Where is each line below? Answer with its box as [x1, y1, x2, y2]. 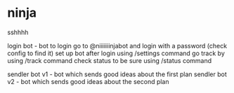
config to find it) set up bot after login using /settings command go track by [7, 49, 225, 57]
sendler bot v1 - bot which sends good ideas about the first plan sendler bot [7, 70, 227, 78]
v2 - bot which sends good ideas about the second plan [7, 77, 170, 85]
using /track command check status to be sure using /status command [7, 56, 212, 64]
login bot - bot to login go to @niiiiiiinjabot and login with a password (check [7, 41, 227, 50]
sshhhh [7, 28, 29, 36]
